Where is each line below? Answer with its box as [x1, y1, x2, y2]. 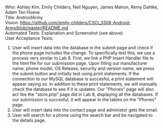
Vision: [5, 20, 19, 25]
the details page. [12, 117, 46, 123]
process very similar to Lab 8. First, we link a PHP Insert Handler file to [12, 55, 154, 61]
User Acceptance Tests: [5, 35, 54, 41]
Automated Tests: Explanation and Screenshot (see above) [5, 30, 123, 36]
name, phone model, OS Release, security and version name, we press [12, 65, 155, 71]
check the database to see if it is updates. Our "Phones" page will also [12, 86, 154, 92]
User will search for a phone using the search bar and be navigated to [12, 112, 153, 118]
